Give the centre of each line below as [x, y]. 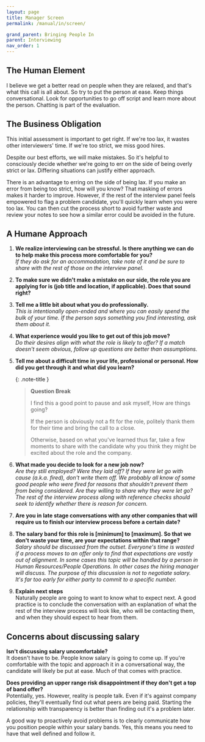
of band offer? [25, 689]
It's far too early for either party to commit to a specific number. [96, 580]
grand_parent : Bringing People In [50, 34]
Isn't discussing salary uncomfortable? [57, 651]
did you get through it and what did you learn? [75, 367]
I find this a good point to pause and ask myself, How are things [110, 403]
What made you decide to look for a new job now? [80, 465]
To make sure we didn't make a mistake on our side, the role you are [103, 280]
